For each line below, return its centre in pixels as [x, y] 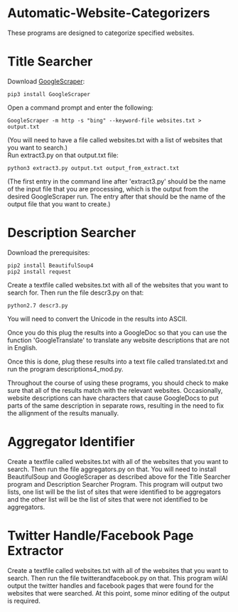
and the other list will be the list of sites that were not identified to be [108, 499]
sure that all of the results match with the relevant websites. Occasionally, [115, 390]
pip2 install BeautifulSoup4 [50, 265]
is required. [24, 601]
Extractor [36, 550]
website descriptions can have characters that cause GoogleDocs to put [113, 398]
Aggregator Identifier [71, 442]
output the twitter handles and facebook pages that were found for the [111, 586]
